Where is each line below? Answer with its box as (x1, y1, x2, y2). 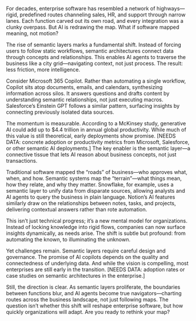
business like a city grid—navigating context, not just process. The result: (6, 60, 183, 67)
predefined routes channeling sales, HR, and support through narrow (19, 11, 186, 18)
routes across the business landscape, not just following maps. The (6, 296, 169, 303)
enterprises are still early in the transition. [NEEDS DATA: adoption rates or (6, 266, 185, 273)
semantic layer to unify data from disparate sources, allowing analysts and (6, 187, 185, 194)
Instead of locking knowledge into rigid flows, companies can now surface (6, 224, 185, 230)
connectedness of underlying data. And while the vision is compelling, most (6, 260, 189, 267)
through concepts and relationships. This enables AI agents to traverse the (6, 54, 186, 60)
